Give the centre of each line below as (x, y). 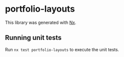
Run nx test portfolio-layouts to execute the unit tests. (62, 49)
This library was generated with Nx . (41, 22)
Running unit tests (33, 38)
